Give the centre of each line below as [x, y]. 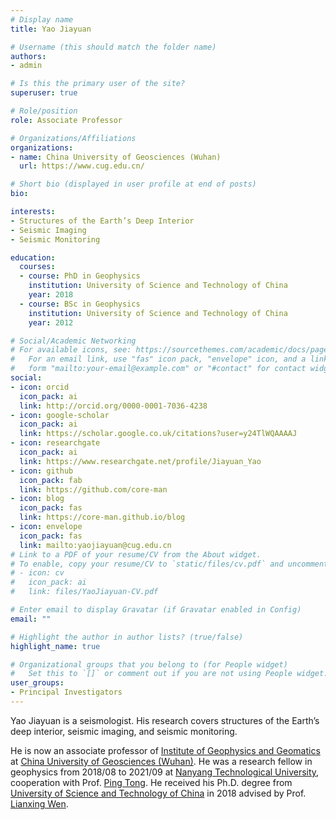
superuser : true [44, 93]
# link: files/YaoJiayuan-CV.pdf [84, 592]
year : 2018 [51, 295]
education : [33, 257]
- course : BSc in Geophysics [80, 304]
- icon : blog [37, 499]
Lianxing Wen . [39, 803]
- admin [26, 66]
